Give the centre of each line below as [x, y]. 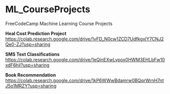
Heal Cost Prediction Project [36, 33]
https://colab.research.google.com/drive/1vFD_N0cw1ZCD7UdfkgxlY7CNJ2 [85, 39]
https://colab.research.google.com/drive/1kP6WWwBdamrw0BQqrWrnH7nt [85, 80]
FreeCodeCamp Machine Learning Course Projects [59, 24]
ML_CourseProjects [48, 9]
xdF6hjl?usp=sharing [27, 65]
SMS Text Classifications [32, 54]
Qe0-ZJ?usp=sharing [28, 44]
